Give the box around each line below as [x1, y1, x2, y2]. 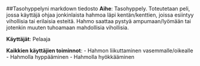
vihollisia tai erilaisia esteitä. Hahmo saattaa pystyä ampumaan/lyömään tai [6, 18, 191, 24]
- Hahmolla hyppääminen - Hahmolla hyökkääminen [6, 54, 135, 60]
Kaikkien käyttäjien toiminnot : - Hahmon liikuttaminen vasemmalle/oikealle [6, 47, 193, 54]
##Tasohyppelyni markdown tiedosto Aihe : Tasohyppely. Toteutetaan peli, [6, 5, 190, 12]
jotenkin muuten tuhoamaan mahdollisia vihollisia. [6, 24, 129, 31]
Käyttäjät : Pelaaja [6, 36, 51, 42]
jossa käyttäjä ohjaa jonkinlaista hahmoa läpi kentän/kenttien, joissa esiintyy [6, 11, 194, 18]
